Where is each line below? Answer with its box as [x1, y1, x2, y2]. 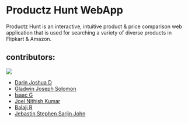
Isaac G [14, 91, 33, 98]
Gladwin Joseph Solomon [14, 85, 76, 92]
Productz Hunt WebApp [6, 4, 124, 17]
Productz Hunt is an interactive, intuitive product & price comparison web [6, 23, 183, 30]
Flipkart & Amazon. [6, 35, 52, 42]
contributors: [6, 52, 55, 62]
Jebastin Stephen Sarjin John [14, 110, 86, 117]
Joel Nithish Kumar [14, 97, 61, 104]
